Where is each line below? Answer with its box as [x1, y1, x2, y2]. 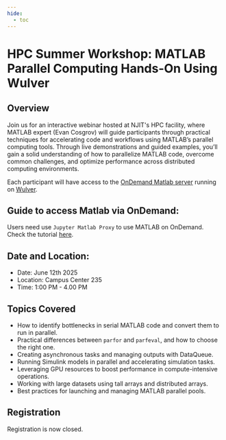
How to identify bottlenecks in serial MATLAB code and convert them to [16, 321, 219, 329]
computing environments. [7, 164, 80, 172]
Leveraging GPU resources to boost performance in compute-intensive [16, 364, 218, 373]
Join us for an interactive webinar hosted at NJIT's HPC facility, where [7, 121, 205, 129]
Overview [7, 102, 50, 114]
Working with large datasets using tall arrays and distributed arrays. [16, 379, 208, 388]
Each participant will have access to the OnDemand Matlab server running [7, 178, 217, 186]
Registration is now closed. [7, 425, 84, 433]
